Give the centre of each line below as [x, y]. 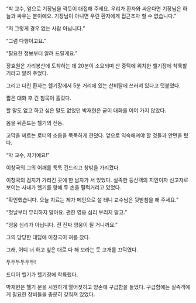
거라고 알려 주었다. [27, 73]
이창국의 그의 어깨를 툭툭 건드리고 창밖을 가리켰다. [63, 168]
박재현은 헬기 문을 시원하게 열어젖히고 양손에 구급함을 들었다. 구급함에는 [88, 287]
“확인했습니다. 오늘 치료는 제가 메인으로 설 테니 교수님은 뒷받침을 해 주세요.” [92, 200]
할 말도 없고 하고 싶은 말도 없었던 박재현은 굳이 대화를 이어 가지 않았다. [86, 110]
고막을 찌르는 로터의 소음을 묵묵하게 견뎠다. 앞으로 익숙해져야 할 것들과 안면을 [94, 135]
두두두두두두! [21, 262]
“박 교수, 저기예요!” [28, 155]
